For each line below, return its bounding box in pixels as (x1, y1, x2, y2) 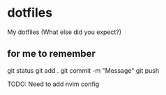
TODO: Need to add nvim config (7, 80, 100, 88)
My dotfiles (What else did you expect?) (7, 28, 122, 36)
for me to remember (7, 48, 96, 60)
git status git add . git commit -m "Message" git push (7, 66, 159, 74)
